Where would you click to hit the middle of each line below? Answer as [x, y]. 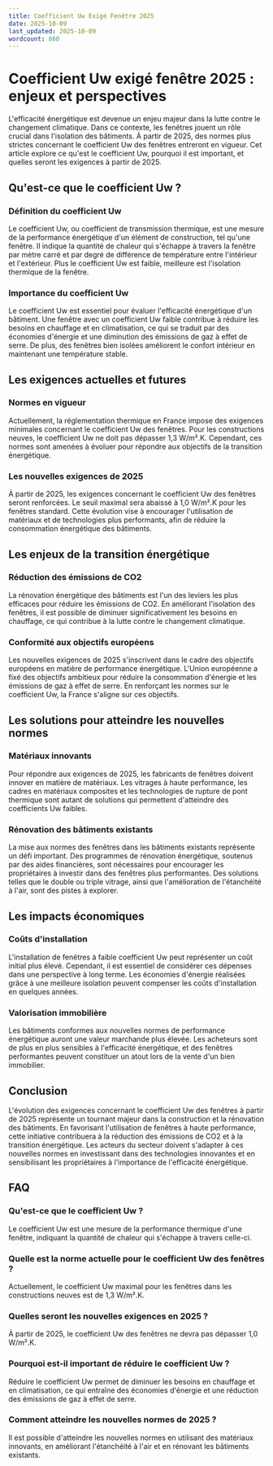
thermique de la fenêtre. [49, 272]
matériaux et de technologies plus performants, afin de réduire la [117, 520]
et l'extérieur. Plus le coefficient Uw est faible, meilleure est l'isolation [125, 263]
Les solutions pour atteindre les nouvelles [117, 720]
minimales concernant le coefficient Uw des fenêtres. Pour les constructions [136, 429]
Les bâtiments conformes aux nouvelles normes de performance [117, 1030]
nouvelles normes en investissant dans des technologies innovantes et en [132, 1153]
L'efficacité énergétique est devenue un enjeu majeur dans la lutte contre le [134, 119]
